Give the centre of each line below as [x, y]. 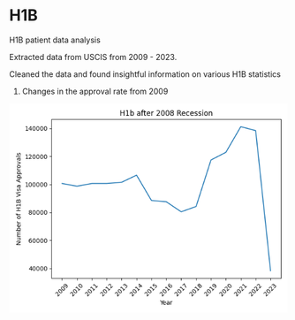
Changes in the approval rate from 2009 [95, 91]
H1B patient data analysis [55, 40]
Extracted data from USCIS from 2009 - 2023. [93, 57]
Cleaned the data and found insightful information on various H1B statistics [145, 74]
